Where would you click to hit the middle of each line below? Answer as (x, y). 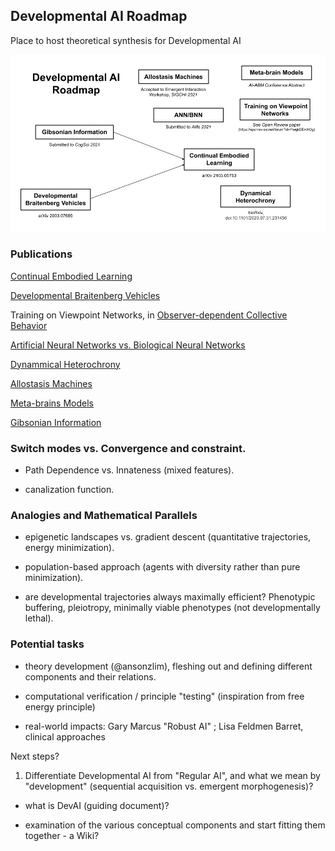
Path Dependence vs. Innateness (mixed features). (129, 470)
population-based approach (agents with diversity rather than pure (162, 567)
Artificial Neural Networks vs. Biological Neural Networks (128, 345)
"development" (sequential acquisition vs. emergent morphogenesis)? (169, 786)
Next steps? (35, 756)
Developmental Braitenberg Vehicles (85, 295)
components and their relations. (90, 676)
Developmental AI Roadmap (99, 16)
